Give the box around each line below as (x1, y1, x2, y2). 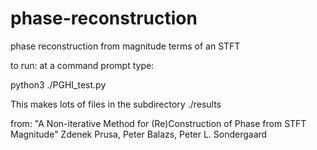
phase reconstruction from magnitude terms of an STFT (10, 40, 241, 52)
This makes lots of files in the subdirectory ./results (10, 98, 222, 110)
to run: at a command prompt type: (10, 59, 155, 71)
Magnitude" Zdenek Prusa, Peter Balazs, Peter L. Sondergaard (10, 128, 268, 140)
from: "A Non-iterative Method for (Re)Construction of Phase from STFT (10, 117, 307, 129)
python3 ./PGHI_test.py (10, 78, 107, 91)
